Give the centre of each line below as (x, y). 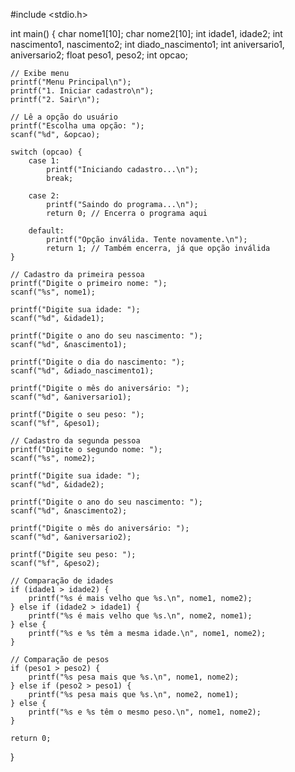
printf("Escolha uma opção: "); (77, 126)
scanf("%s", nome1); (53, 292)
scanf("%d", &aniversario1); (71, 397)
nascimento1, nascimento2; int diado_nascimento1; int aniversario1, (147, 44)
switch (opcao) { (46, 152)
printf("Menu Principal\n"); (71, 82)
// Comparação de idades (62, 581)
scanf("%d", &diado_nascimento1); (82, 371)
